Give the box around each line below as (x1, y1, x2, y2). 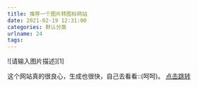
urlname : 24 (7, 30, 42, 37)
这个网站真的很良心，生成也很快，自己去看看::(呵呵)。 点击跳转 (7, 72, 191, 81)
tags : (7, 37, 23, 44)
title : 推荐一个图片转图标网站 (7, 10, 88, 18)
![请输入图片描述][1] (7, 57, 65, 66)
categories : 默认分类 (7, 23, 67, 30)
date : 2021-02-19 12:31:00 (7, 17, 87, 24)
